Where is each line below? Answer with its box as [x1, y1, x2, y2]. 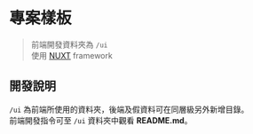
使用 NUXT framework [30, 50, 113, 60]
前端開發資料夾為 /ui [30, 39, 108, 50]
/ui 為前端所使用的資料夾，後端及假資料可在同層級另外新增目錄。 [9, 104, 249, 114]
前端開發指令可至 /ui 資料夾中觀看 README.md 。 [9, 114, 193, 125]
